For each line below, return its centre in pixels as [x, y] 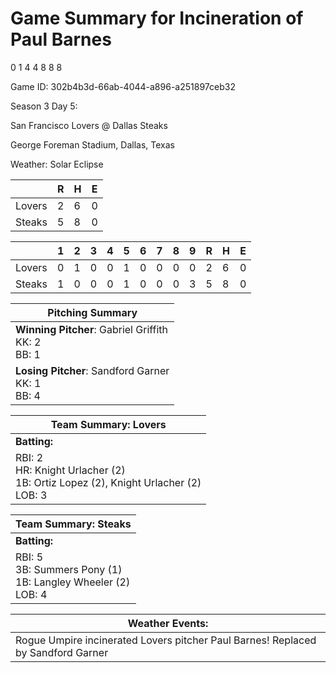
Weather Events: [168, 623]
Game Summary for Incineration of [157, 18]
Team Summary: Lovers [108, 424]
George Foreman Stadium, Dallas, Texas [92, 144]
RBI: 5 [29, 557]
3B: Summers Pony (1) [69, 569]
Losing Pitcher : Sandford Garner [92, 370]
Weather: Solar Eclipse [57, 164]
